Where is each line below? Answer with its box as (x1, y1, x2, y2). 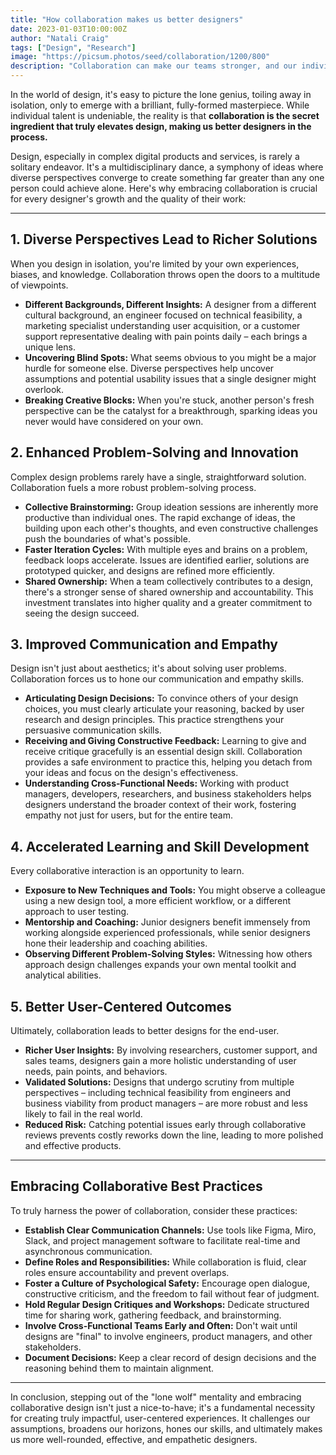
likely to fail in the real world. (24, 1108, 143, 1120)
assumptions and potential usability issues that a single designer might (24, 372, 317, 385)
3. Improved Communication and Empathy (10, 636, 278, 653)
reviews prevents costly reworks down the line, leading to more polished (24, 1129, 324, 1141)
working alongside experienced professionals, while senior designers (24, 927, 311, 939)
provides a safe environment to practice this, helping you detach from (24, 756, 313, 768)
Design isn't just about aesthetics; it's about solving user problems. (10, 662, 288, 675)
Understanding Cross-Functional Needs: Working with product (24, 777, 289, 790)
